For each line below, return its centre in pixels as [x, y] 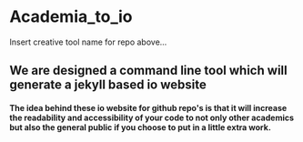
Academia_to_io [71, 17]
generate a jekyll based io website [108, 85]
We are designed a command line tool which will [149, 71]
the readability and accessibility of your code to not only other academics [151, 117]
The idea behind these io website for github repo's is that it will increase [148, 107]
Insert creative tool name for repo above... [88, 42]
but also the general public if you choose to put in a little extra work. [140, 127]
